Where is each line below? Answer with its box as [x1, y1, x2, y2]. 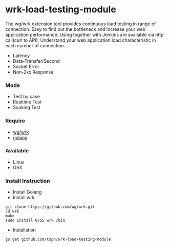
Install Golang [12, 189, 42, 195]
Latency [12, 52, 30, 59]
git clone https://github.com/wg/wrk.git [5, 204, 95, 209]
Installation [12, 227, 36, 233]
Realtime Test [12, 99, 42, 105]
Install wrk [12, 195, 35, 201]
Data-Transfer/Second [12, 58, 60, 64]
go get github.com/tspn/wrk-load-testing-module [5, 237, 111, 242]
